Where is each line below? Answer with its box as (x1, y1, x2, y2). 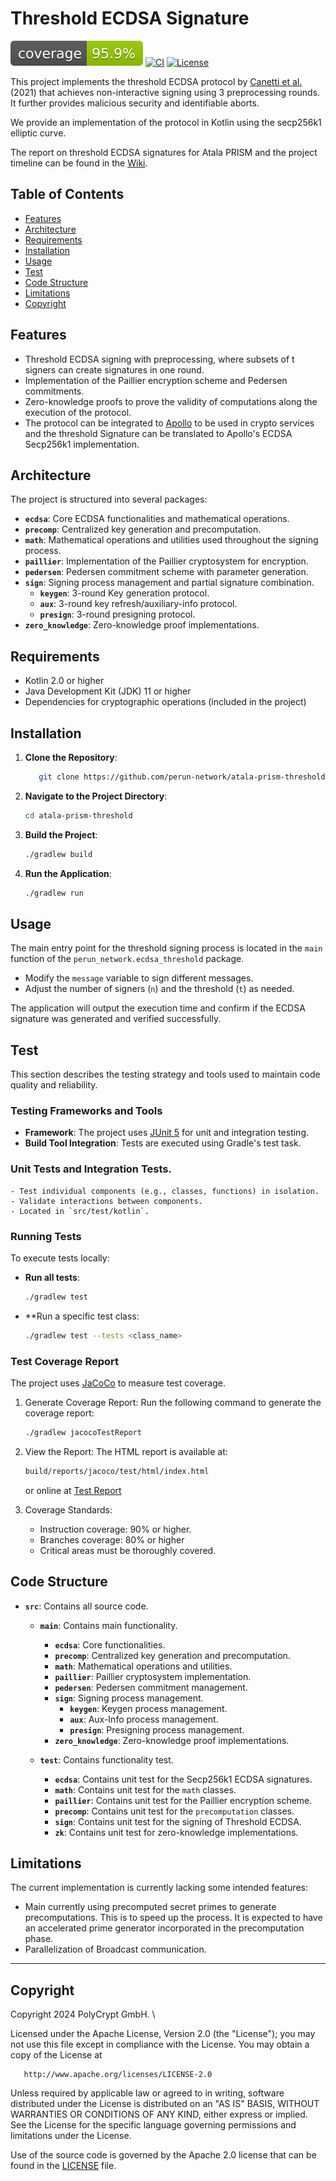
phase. (24, 1933, 54, 1945)
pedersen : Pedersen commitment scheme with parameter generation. (24, 566, 309, 578)
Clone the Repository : (24, 752, 118, 763)
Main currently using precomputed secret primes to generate (24, 1901, 277, 1913)
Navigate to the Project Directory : (24, 790, 168, 802)
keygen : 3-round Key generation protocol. (39, 587, 210, 599)
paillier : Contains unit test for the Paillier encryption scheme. (54, 1794, 313, 1806)
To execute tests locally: (10, 1252, 110, 1264)
